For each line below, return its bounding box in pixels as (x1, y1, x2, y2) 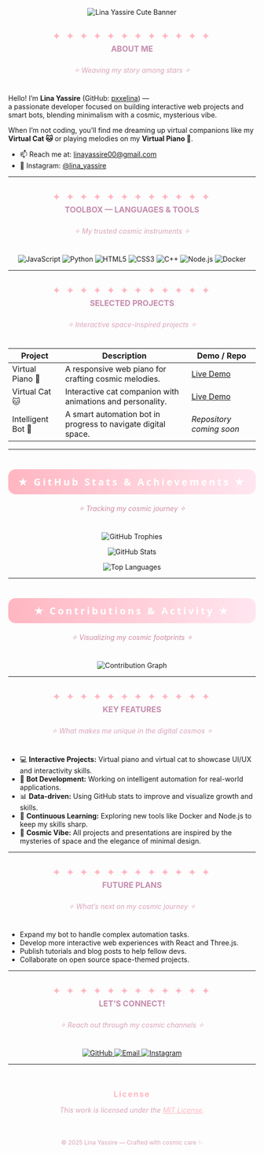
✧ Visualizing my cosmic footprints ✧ (71, 633, 193, 641)
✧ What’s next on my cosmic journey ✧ (68, 902, 196, 911)
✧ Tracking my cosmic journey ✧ (78, 504, 186, 513)
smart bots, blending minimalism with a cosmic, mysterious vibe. (8, 110, 218, 120)
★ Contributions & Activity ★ (34, 604, 230, 618)
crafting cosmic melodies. (64, 374, 161, 384)
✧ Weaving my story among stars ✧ (73, 65, 191, 75)
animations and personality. (64, 396, 167, 407)
